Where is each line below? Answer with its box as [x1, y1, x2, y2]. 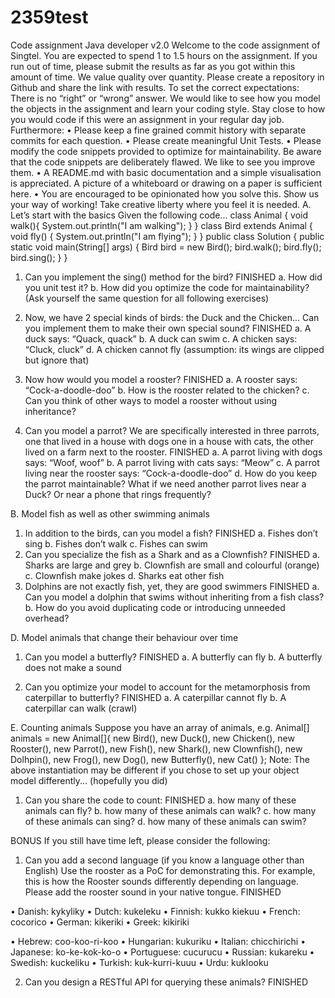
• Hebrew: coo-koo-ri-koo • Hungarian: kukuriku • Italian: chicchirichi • [10, 935, 307, 947]
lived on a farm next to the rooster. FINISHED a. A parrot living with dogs [24, 446, 323, 458]
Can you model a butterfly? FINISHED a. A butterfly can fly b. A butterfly [24, 651, 323, 663]
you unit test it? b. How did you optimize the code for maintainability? [24, 281, 310, 293]
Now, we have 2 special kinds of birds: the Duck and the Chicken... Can [24, 311, 320, 323]
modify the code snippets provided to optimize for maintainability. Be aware [10, 145, 322, 157]
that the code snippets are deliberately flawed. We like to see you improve [10, 156, 316, 168]
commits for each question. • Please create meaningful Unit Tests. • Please [10, 134, 322, 146]
